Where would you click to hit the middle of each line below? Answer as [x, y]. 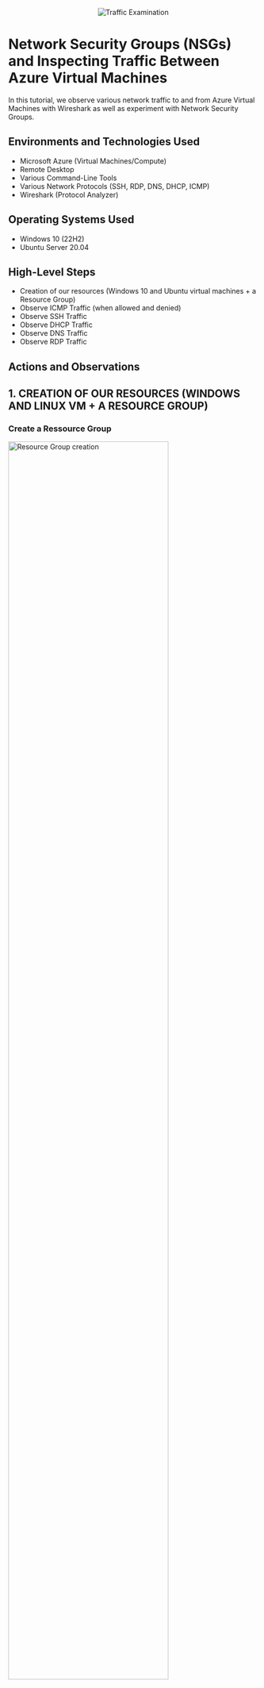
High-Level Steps [52, 272]
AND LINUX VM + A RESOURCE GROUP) [108, 406]
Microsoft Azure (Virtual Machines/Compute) [93, 161]
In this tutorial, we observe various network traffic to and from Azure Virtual [132, 100]
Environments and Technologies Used [104, 142]
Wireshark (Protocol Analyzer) [69, 194]
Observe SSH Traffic [53, 317]
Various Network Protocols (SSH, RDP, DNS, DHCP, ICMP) [115, 186]
